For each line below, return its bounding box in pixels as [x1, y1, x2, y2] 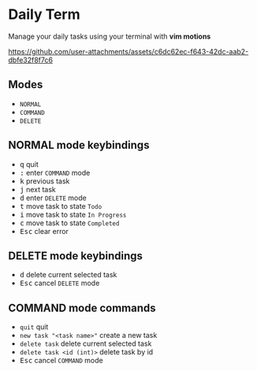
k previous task [19, 176, 70, 186]
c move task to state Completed [19, 218, 120, 228]
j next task [19, 184, 57, 194]
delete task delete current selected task [19, 339, 152, 348]
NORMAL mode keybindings [8, 139, 150, 152]
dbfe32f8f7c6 [8, 55, 54, 65]
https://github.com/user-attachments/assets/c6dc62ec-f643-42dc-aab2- [8, 46, 249, 56]
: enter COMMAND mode [19, 168, 91, 177]
